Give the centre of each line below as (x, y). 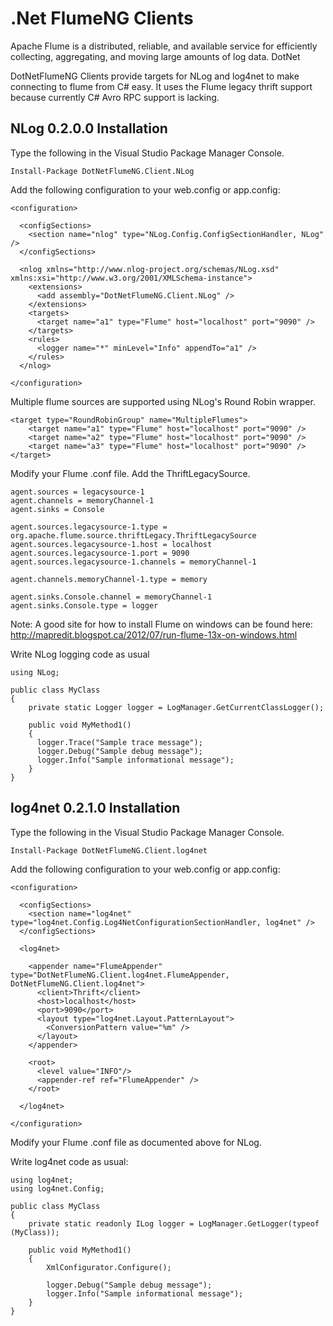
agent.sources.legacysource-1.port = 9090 (100, 553)
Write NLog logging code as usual (80, 654)
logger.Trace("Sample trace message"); (119, 742)
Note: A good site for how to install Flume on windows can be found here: (161, 624)
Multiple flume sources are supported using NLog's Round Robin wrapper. (163, 401)
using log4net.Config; (57, 1188)
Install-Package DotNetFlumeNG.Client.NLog (102, 171)
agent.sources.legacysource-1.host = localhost (111, 544)
